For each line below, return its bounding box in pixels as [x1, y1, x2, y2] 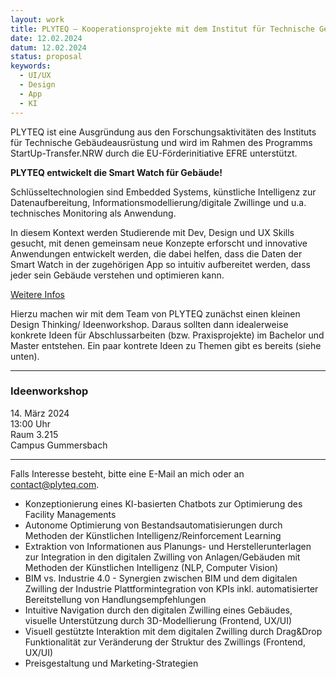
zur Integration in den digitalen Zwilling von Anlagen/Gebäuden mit [24, 551, 301, 563]
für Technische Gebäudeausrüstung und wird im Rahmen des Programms [10, 136, 313, 148]
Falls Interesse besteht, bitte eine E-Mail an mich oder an [10, 467, 245, 480]
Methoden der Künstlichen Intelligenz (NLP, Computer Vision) [24, 561, 279, 573]
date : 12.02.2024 [10, 33, 83, 43]
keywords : [10, 61, 52, 71]
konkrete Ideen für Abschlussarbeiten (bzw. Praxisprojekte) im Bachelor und [10, 329, 325, 341]
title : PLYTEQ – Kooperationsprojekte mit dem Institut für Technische [10, 24, 315, 34]
